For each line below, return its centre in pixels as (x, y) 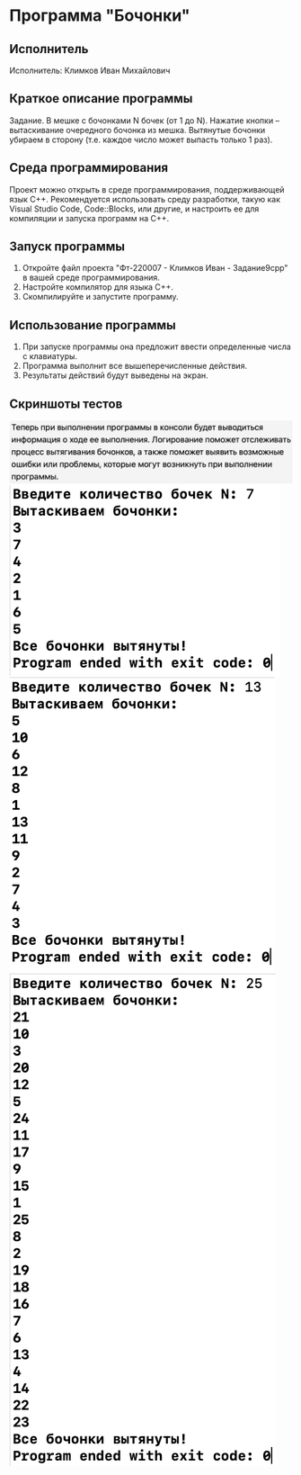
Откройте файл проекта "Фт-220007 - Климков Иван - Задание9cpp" (155, 268)
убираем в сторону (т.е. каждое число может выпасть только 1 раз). (141, 139)
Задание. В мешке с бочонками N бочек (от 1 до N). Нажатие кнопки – (145, 120)
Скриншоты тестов (66, 404)
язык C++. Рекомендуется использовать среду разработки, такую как (145, 199)
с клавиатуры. (50, 356)
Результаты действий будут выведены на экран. (115, 375)
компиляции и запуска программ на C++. (89, 218)
